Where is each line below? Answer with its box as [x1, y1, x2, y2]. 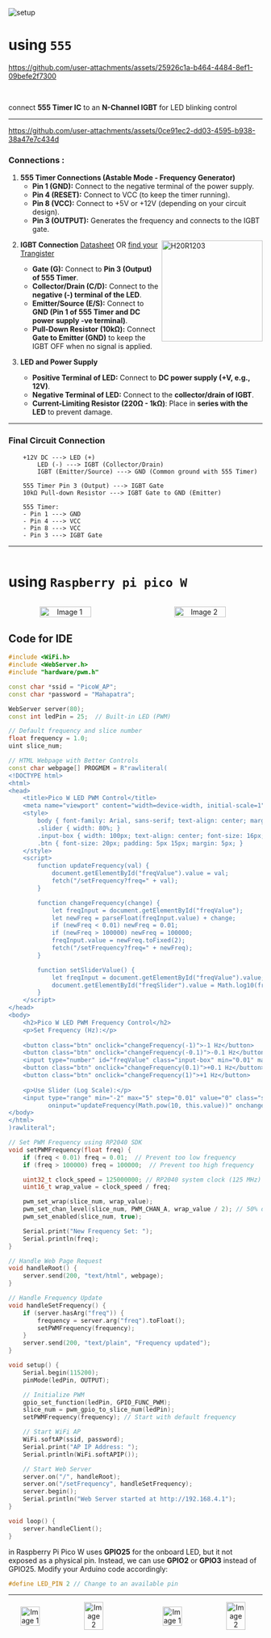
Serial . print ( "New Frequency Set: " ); [23, 1227, 153, 1236]
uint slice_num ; [8, 742, 63, 751]
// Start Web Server [23, 1465, 92, 1473]
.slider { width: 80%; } [37, 824, 121, 832]
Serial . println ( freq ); [23, 1235, 99, 1243]
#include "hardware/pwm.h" [8, 668, 99, 676]
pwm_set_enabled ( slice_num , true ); [23, 1213, 143, 1221]
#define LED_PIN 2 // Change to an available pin [8, 1580, 179, 1588]
